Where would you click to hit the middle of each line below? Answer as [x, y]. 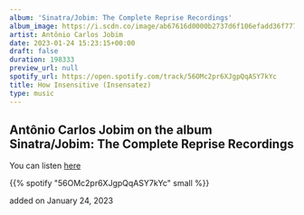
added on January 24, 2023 [62, 201]
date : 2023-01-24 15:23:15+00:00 [72, 43]
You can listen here [45, 166]
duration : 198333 [42, 60]
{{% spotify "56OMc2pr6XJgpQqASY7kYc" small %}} [109, 183]
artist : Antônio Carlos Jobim [66, 34]
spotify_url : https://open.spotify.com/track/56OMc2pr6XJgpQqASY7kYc [143, 77]
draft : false [34, 51]
